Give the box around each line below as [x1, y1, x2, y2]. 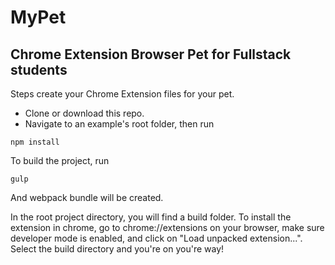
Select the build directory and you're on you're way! [10, 243, 225, 255]
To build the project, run [10, 155, 110, 166]
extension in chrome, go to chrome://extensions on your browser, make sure [10, 222, 325, 233]
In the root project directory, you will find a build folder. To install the [10, 211, 292, 223]
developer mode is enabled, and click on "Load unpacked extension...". [10, 232, 303, 244]
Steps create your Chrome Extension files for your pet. [10, 88, 235, 100]
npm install [10, 137, 60, 147]
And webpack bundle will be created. [10, 192, 164, 203]
